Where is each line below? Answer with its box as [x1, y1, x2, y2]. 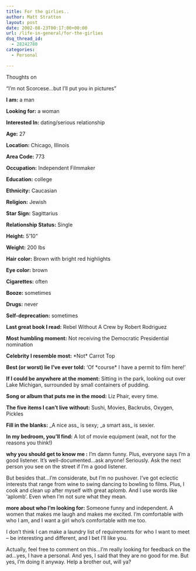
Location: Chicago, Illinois [6, 141, 70, 148]
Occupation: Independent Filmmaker [6, 164, 95, 171]
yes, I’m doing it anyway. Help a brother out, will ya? [6, 558, 132, 565]
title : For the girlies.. [6, 8, 69, 15]
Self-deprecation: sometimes [6, 312, 78, 319]
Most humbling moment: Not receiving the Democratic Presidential [6, 335, 169, 342]
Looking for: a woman [6, 107, 60, 114]
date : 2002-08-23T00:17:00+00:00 [6, 25, 88, 31]
